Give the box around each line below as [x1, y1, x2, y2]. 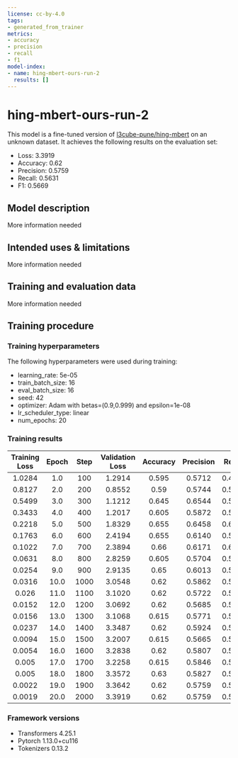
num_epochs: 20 [17, 416, 67, 425]
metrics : [7, 30, 33, 38]
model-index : [7, 63, 46, 70]
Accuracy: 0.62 [17, 159, 62, 167]
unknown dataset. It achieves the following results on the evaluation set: [7, 137, 218, 146]
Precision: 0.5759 [17, 166, 69, 175]
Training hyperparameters [7, 341, 100, 351]
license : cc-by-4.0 [7, 10, 65, 18]
